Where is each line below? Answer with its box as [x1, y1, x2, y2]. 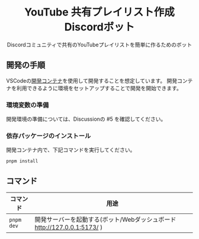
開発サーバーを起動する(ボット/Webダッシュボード [34, 215, 176, 224]
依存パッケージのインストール [6, 131, 91, 140]
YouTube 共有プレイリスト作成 [24, 5, 175, 19]
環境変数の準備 [6, 100, 49, 109]
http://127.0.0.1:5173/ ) [34, 224, 102, 232]
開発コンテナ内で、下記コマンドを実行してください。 [6, 146, 136, 153]
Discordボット [64, 20, 135, 34]
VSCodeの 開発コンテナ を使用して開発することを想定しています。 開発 [6, 77, 178, 84]
